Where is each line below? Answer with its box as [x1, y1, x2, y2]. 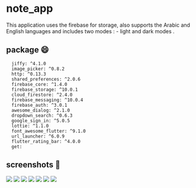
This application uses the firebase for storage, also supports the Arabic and [6, 21, 191, 28]
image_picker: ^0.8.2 [11, 66, 65, 72]
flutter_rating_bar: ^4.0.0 [11, 138, 81, 144]
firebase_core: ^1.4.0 [11, 81, 68, 87]
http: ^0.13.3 [11, 71, 46, 77]
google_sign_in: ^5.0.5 [11, 117, 70, 123]
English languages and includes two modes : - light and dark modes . [6, 27, 175, 34]
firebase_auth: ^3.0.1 [11, 102, 68, 108]
